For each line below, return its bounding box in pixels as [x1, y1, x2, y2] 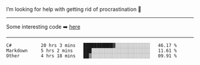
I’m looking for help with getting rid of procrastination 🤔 [6, 6, 142, 13]
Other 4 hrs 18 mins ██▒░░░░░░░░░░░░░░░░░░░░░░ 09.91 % [6, 53, 177, 59]
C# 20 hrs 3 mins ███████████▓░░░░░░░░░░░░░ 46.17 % [6, 42, 177, 48]
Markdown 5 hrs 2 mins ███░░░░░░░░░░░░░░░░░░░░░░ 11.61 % [6, 48, 177, 54]
